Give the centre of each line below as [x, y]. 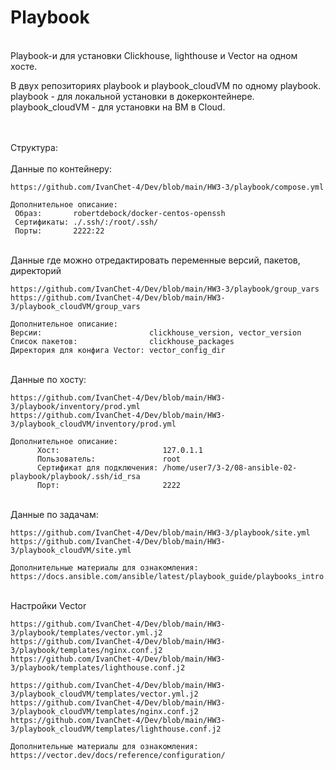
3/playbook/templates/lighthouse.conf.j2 [98, 667]
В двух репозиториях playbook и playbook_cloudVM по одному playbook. [166, 85]
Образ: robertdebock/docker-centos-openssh [120, 213]
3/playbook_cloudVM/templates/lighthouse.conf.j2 [116, 729]
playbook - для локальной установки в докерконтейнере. [132, 96]
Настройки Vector [48, 605]
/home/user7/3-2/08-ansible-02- [230, 467]
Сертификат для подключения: [97, 467]
